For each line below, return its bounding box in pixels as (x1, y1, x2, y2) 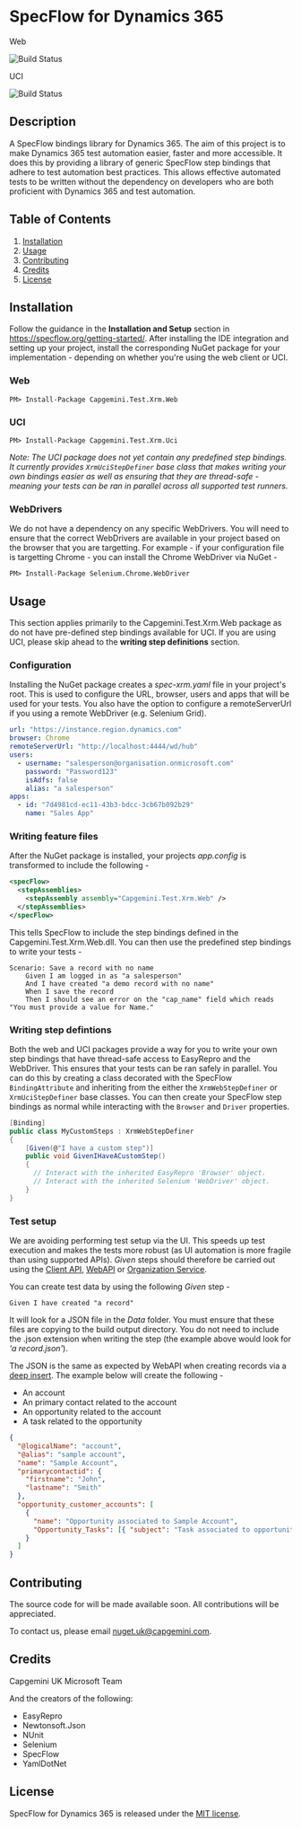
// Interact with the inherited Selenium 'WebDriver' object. (32, 1177, 271, 1186)
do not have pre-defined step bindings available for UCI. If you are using (9, 627, 276, 638)
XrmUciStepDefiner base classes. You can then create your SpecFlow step (9, 1091, 282, 1102)
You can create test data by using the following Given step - (9, 1281, 230, 1292)
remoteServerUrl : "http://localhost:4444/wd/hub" (9, 743, 199, 751)
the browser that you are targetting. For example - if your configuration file (9, 542, 285, 553)
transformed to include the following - (9, 860, 150, 871)
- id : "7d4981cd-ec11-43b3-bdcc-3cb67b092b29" (17, 801, 194, 810)
